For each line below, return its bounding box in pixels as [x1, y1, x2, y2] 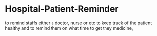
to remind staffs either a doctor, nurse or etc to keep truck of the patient [5, 20, 152, 26]
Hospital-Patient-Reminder [5, 3, 119, 15]
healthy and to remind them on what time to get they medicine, [5, 25, 133, 31]
